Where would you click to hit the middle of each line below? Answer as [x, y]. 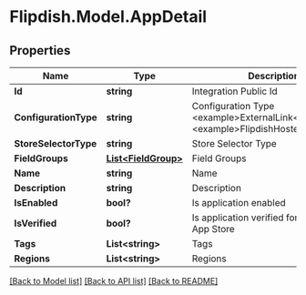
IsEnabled [36, 203]
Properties [40, 51]
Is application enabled [239, 203]
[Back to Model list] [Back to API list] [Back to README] [114, 281]
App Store [213, 229]
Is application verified [238, 218]
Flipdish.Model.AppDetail [108, 17]
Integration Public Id [235, 91]
